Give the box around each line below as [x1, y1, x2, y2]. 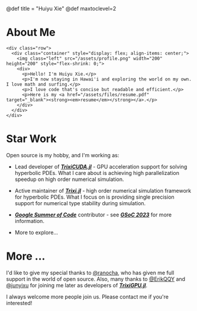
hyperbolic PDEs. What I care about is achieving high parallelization [14, 169, 179, 176]
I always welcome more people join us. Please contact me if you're [6, 293, 169, 300]
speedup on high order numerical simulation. [14, 176, 124, 183]
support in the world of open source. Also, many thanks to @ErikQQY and [6, 275, 185, 283]
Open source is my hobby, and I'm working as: [6, 151, 120, 158]
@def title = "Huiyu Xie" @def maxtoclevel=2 [6, 5, 117, 12]
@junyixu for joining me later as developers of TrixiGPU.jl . [6, 281, 148, 289]
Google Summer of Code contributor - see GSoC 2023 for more [14, 211, 172, 218]
